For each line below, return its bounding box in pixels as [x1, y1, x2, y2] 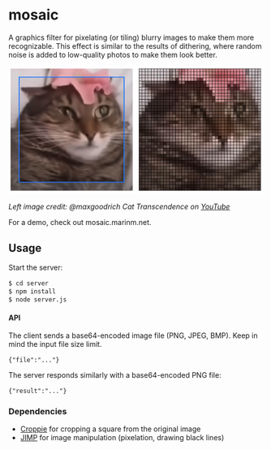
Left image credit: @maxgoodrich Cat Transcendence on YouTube [8, 201, 230, 212]
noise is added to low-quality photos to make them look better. [8, 50, 217, 59]
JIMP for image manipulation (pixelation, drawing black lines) [19, 433, 225, 443]
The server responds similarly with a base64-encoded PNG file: [8, 370, 222, 380]
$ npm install [8, 287, 57, 296]
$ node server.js [8, 295, 67, 304]
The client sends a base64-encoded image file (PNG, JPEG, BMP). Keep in [8, 331, 258, 340]
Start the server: [8, 262, 63, 272]
